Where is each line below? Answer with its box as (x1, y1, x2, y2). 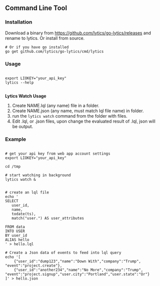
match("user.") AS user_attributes (11, 216, 84, 221)
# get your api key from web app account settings (5, 151, 111, 157)
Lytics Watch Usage (5, 93, 46, 99)
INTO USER (5, 229, 25, 234)
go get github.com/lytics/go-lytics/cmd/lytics (5, 49, 104, 54)
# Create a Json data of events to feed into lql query (5, 251, 121, 255)
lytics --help (5, 80, 34, 85)
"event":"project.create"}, (5, 263, 63, 268)
